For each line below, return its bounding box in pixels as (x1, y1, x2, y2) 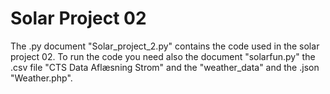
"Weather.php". (10, 72, 73, 84)
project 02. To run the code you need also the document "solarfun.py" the (10, 50, 316, 62)
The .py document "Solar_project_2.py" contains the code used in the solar (10, 40, 320, 52)
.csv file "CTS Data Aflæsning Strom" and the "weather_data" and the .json (10, 61, 320, 73)
